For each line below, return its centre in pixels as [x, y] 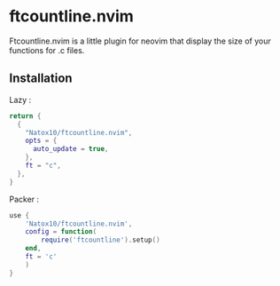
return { [25, 116]
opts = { [41, 141]
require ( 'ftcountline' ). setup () [101, 240]
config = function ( [61, 232]
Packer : [24, 199]
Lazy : [20, 99]
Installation [41, 79]
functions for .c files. [47, 50]
